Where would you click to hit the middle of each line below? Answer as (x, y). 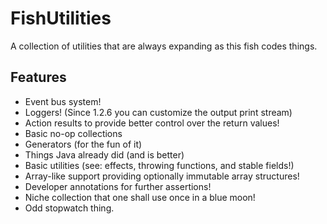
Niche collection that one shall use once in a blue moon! (140, 197)
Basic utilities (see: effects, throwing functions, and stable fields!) (159, 165)
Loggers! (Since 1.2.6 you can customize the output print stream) (158, 112)
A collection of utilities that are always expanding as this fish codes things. (164, 46)
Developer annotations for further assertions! (118, 186)
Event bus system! (63, 101)
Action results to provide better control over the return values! (152, 123)
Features (38, 77)
